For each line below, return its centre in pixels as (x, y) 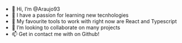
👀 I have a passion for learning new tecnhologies (70, 15)
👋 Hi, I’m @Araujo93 (36, 9)
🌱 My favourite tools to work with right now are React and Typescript (94, 21)
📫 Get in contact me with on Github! (55, 34)
